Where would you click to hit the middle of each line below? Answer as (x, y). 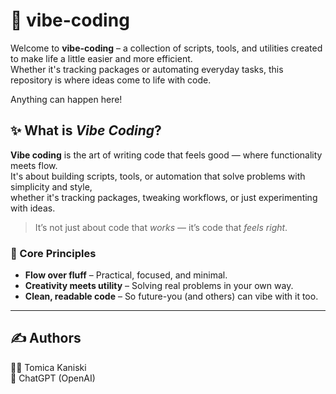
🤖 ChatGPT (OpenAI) (53, 378)
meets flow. (34, 165)
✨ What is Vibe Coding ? (86, 130)
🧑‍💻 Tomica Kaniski (48, 367)
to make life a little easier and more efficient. (101, 58)
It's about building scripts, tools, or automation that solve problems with (158, 176)
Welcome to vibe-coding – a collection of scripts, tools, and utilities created (166, 48)
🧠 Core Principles (53, 253)
